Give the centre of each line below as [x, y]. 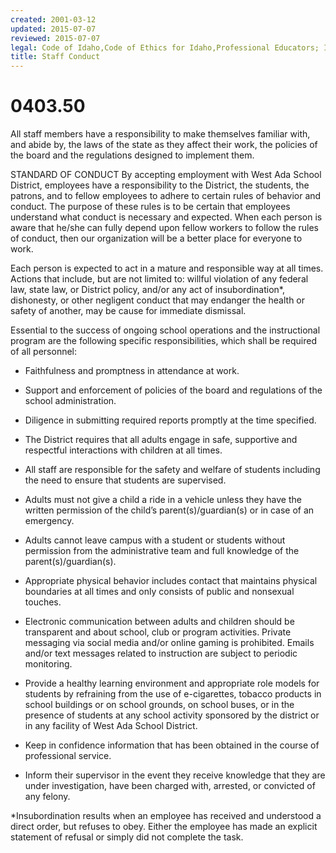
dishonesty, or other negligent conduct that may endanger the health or [158, 300]
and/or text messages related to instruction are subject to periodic [161, 653]
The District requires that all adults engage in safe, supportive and [161, 440]
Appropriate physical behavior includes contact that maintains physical [171, 581]
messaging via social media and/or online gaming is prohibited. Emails [169, 643]
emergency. [49, 521]
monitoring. [48, 664]
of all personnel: [44, 352]
